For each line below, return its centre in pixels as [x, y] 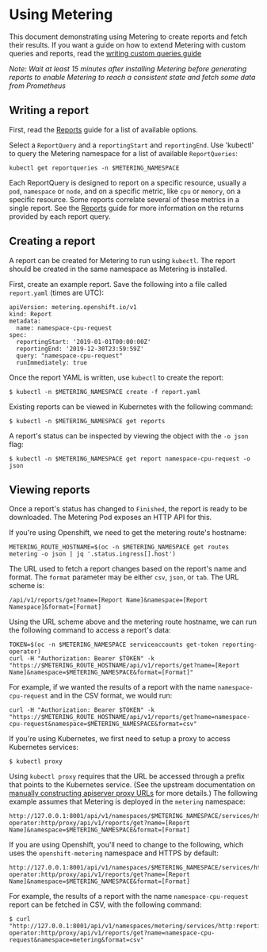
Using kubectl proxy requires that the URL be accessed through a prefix [127, 776]
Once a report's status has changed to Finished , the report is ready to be [128, 509]
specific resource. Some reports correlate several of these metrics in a [124, 199]
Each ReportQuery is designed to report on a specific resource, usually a [128, 182]
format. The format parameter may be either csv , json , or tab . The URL [124, 577]
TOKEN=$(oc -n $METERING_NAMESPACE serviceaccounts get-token [114, 645]
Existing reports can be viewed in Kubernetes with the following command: [131, 407]
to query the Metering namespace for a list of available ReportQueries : [124, 153]
